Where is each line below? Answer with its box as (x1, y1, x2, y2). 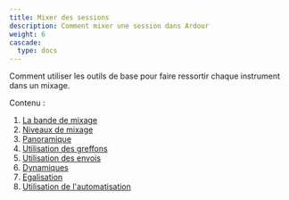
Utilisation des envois (21, 153, 101, 163)
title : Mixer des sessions (9, 12, 110, 22)
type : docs (17, 46, 58, 55)
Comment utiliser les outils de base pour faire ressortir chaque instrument (9, 71, 281, 81)
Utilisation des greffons (21, 144, 109, 154)
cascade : (9, 37, 42, 47)
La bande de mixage (21, 115, 98, 126)
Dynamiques (21, 162, 69, 173)
